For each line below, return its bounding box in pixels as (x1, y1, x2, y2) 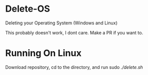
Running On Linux (5, 48, 82, 59)
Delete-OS (5, 3, 50, 15)
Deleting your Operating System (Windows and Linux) (5, 20, 118, 26)
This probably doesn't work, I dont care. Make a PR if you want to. (5, 29, 143, 35)
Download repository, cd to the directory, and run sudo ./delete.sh (5, 64, 143, 70)
